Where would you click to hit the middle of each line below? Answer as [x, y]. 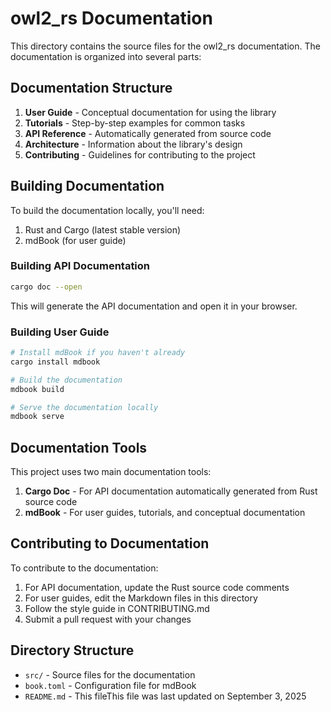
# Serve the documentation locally [84, 407]
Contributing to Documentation [110, 543]
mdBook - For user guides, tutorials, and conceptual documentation [165, 513]
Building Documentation [87, 186]
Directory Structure [72, 650]
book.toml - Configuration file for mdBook [110, 685]
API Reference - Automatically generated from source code [148, 133]
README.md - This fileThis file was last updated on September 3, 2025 [165, 696]
